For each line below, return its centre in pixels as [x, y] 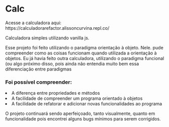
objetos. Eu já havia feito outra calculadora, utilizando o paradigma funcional [85, 58]
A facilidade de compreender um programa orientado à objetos [77, 98]
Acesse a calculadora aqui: [33, 23]
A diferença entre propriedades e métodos [56, 93]
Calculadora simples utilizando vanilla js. [47, 38]
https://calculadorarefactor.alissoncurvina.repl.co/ [57, 28]
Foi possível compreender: [39, 82]
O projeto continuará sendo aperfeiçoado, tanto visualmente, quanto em [80, 113]
